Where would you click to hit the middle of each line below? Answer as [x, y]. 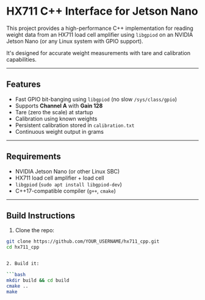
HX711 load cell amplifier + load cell [60, 178]
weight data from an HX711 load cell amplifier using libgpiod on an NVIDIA [100, 34]
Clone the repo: [35, 230]
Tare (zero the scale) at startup [54, 112]
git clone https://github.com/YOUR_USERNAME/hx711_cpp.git [83, 242]
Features [23, 85]
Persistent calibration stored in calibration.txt [75, 125]
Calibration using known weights [56, 119]
